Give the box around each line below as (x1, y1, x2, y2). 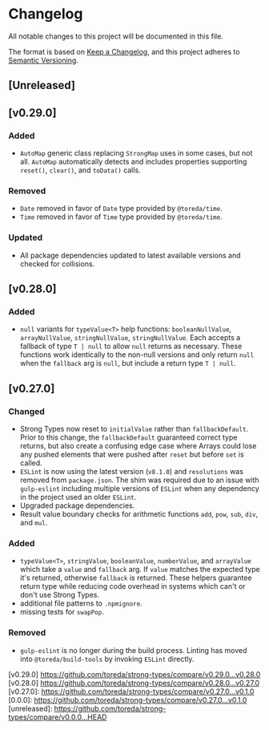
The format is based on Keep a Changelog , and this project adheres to (8, 47, 240, 56)
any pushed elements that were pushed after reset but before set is (19, 449, 244, 459)
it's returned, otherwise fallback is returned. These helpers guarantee (19, 573, 252, 582)
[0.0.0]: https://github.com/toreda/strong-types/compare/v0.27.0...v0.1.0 (8, 695, 247, 704)
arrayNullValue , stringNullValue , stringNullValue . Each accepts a (19, 333, 241, 343)
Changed (8, 406, 46, 417)
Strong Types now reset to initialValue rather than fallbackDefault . (19, 424, 249, 433)
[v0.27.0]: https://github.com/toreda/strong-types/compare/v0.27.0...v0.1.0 (8, 687, 255, 696)
